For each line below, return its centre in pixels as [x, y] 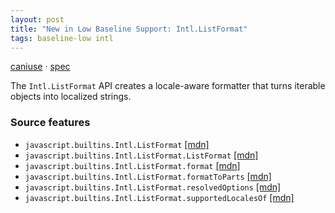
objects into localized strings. [71, 97]
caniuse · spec [40, 67]
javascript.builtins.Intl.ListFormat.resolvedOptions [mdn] [153, 187]
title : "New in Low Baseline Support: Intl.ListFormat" [129, 29]
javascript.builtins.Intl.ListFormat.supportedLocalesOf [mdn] [159, 197]
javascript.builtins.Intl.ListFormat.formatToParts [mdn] [148, 176]
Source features [50, 123]
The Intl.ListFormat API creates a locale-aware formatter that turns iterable [168, 86]
